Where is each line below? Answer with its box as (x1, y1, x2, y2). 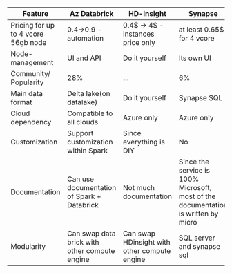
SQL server (178, 233, 215, 243)
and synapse (178, 242, 221, 251)
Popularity (10, 77, 44, 87)
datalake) (67, 97, 98, 106)
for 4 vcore (178, 34, 215, 43)
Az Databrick (70, 9, 114, 18)
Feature (22, 9, 49, 18)
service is (178, 166, 211, 175)
